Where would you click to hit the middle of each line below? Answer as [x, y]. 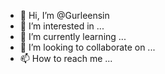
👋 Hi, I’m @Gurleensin [64, 15]
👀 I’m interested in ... [62, 26]
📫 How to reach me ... [66, 58]
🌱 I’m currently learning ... [73, 36]
